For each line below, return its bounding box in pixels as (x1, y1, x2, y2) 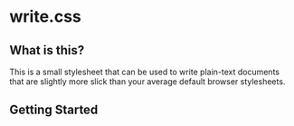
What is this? (9, 43, 85, 58)
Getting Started (9, 102, 99, 118)
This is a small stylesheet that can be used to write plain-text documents (9, 66, 280, 77)
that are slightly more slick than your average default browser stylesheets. (9, 76, 286, 87)
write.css (9, 6, 81, 27)
